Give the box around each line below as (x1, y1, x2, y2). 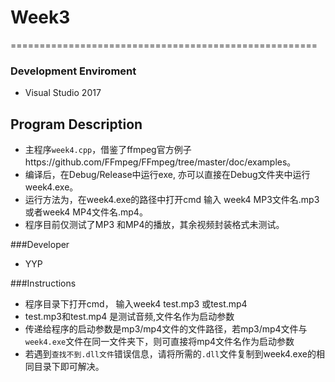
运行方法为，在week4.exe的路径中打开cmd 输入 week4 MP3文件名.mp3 (24, 194, 320, 206)
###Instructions (10, 277, 77, 290)
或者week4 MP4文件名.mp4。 (24, 206, 148, 218)
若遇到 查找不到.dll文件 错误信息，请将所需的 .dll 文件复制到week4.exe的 (24, 348, 317, 360)
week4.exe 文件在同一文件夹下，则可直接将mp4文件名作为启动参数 (24, 336, 295, 348)
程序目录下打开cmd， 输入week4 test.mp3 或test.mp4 (24, 298, 248, 310)
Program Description (10, 116, 143, 133)
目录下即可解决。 (33, 361, 105, 373)
